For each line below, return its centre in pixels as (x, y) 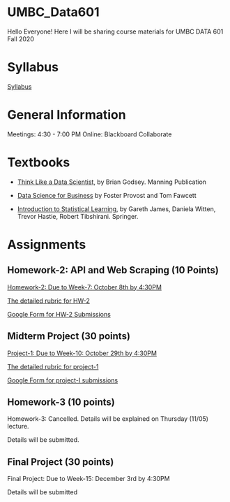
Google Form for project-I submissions (63, 380)
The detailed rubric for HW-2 (49, 301)
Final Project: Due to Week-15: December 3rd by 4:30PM (89, 479)
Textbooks (39, 162)
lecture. (18, 426)
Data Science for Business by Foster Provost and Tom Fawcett (107, 195)
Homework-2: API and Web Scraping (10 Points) (113, 270)
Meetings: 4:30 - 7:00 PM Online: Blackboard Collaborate (90, 134)
